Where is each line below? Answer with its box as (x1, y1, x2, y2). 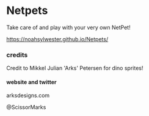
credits (6, 50, 28, 59)
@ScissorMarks (6, 104, 46, 111)
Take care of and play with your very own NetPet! (6, 24, 131, 31)
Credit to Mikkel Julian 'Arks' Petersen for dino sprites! (6, 64, 144, 72)
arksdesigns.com (6, 92, 50, 99)
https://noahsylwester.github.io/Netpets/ (6, 35, 109, 43)
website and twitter (6, 78, 57, 86)
